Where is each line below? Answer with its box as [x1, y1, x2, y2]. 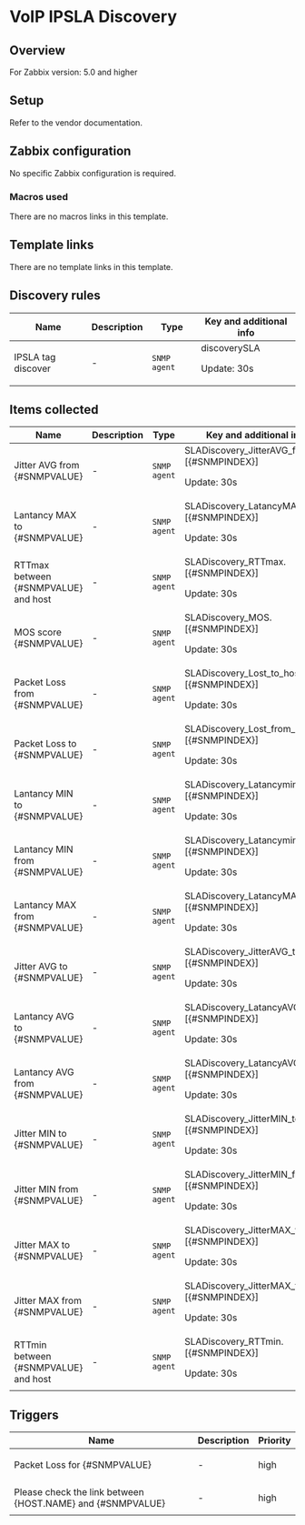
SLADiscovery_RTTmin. [184, 1335, 284, 1348]
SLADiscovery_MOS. [184, 611, 272, 624]
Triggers [9, 1407, 59, 1422]
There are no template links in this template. [9, 261, 174, 272]
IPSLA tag [14, 350, 56, 363]
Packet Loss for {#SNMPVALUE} [14, 1459, 152, 1471]
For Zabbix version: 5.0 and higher [9, 66, 138, 77]
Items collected [9, 402, 99, 417]
